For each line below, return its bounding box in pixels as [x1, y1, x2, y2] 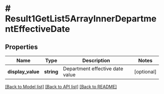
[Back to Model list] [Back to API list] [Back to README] [5, 84, 117, 90]
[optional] [134, 68, 157, 75]
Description [82, 57, 110, 63]
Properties [5, 43, 38, 51]
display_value [7, 68, 40, 75]
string [44, 68, 59, 75]
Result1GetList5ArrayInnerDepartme [5, 13, 157, 24]
